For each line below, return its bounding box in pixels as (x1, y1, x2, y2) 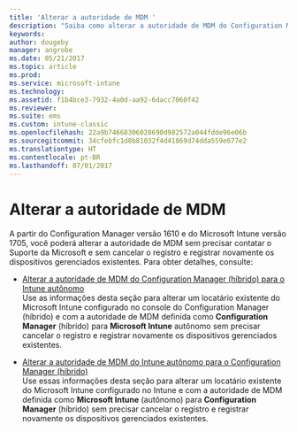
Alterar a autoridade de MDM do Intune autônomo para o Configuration (21, 357, 281, 367)
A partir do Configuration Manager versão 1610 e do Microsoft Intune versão (9, 228, 287, 239)
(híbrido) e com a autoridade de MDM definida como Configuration (21, 312, 269, 322)
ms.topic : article (9, 63, 77, 72)
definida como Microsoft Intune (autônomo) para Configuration (21, 395, 257, 405)
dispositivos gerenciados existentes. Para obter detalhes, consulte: (9, 257, 254, 267)
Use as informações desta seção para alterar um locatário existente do (21, 293, 281, 304)
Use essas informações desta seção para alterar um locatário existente (21, 375, 282, 386)
